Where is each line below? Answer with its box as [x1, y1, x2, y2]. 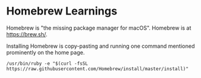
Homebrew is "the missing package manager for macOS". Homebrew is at [6, 24, 191, 31]
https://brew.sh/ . [6, 30, 47, 37]
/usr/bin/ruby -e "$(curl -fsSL [6, 60, 88, 67]
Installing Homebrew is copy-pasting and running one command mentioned [6, 42, 196, 50]
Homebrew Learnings [6, 4, 117, 18]
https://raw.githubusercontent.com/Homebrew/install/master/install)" [6, 65, 189, 72]
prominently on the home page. [6, 48, 85, 56]
